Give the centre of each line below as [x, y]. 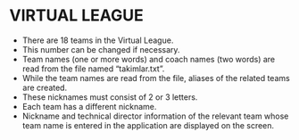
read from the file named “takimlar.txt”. [93, 69]
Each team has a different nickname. [89, 106]
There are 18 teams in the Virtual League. [98, 40]
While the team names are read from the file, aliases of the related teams [156, 78]
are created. [45, 87]
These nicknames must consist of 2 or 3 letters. [110, 97]
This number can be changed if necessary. [101, 49]
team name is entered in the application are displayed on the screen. [148, 125]
